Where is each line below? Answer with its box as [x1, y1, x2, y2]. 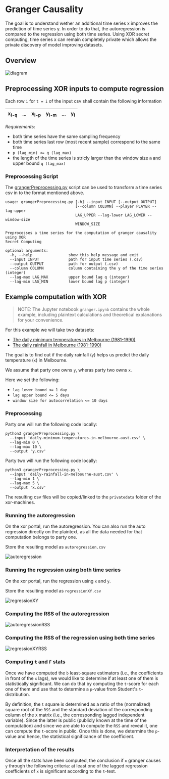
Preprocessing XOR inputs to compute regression [5, 84, 164, 93]
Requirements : [5, 123, 35, 129]
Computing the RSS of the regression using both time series [5, 634, 155, 641]
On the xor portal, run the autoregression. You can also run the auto [5, 523, 146, 529]
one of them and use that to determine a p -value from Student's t [5, 686, 141, 692]
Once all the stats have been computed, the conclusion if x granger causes [5, 757, 161, 763]
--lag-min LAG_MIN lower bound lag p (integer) [10, 279, 130, 284]
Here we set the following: [5, 377, 60, 383]
